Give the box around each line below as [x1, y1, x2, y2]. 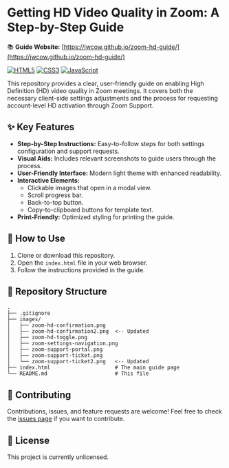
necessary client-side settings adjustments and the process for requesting [7, 94, 219, 102]
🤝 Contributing [7, 389, 72, 400]
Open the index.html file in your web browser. [17, 258, 148, 267]
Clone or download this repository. [17, 251, 116, 259]
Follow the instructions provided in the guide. [17, 265, 146, 274]
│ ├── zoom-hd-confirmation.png [7, 322, 107, 329]
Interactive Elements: [17, 176, 80, 184]
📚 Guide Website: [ [7, 43, 64, 51]
